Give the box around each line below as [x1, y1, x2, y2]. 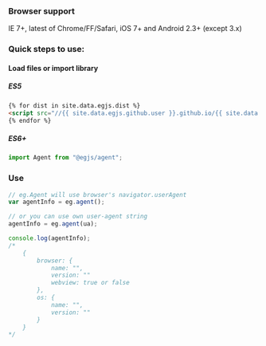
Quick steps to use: [8, 44, 85, 55]
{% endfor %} [8, 116, 52, 124]
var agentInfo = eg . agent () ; [8, 198, 105, 206]
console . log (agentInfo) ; [8, 234, 91, 242]
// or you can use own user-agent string [8, 213, 148, 221]
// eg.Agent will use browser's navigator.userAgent [8, 191, 187, 199]
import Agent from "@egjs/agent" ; [8, 154, 123, 162]
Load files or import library [8, 63, 99, 73]
